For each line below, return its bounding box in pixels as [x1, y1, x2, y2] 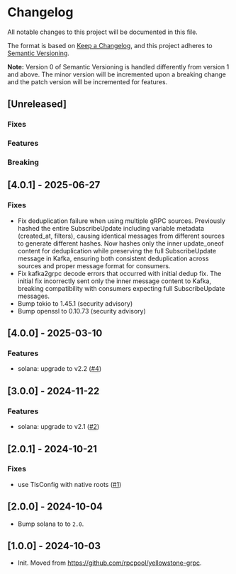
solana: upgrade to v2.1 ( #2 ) [17, 423, 100, 431]
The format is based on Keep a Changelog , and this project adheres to [7, 41, 213, 50]
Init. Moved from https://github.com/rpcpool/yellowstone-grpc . [17, 558, 202, 567]
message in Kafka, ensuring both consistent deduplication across [17, 254, 209, 263]
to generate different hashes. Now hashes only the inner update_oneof [17, 239, 225, 248]
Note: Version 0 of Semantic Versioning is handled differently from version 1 [7, 62, 230, 71]
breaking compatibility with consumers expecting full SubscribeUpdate [17, 284, 225, 292]
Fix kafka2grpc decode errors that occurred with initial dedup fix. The [17, 269, 222, 277]
